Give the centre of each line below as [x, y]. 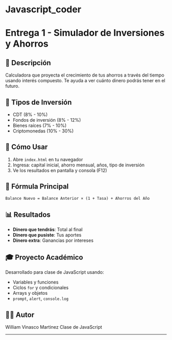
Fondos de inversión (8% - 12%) [47, 120]
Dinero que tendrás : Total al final [48, 230]
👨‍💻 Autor [20, 315]
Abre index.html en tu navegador [48, 159]
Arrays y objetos [30, 293]
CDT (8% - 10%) [30, 115]
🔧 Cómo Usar [27, 147]
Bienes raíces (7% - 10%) [39, 125]
